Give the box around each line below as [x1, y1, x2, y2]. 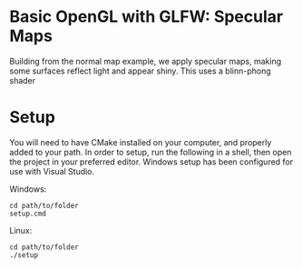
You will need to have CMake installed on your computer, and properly [9, 136, 272, 147]
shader [9, 75, 36, 85]
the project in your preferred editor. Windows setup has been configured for [9, 156, 294, 167]
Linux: [9, 224, 33, 235]
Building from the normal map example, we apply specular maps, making [9, 55, 282, 66]
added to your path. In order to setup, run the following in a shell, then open [9, 146, 292, 157]
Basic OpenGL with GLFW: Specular [9, 6, 284, 27]
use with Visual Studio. [9, 165, 95, 176]
